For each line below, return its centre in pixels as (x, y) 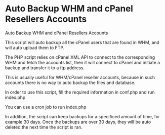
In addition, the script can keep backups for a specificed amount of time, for (82, 116)
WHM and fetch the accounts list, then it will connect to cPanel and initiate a (82, 62)
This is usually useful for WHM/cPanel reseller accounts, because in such (80, 77)
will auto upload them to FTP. (35, 47)
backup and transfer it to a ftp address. (45, 68)
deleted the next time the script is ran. (44, 127)
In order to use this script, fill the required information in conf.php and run (80, 92)
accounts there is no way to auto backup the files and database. (70, 83)
